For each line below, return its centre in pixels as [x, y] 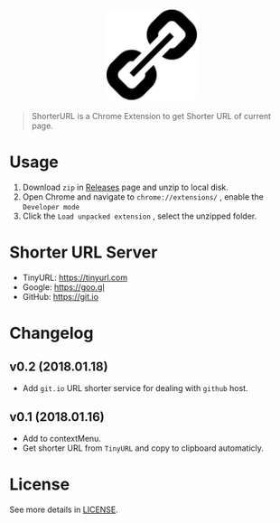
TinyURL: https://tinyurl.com [75, 278]
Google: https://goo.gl [64, 287]
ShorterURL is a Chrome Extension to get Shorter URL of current [151, 117]
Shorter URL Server [84, 252]
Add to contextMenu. [62, 438]
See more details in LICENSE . [64, 509]
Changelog [51, 333]
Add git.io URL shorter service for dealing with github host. [135, 388]
